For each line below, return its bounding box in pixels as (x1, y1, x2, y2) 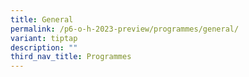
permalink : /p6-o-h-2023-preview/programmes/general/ (10, 24, 240, 34)
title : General (10, 14, 74, 25)
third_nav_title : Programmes (10, 52, 132, 62)
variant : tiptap (10, 33, 78, 43)
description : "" (10, 42, 78, 53)
